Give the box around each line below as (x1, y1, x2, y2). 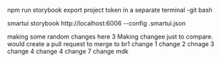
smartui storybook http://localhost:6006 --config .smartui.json (7, 19, 186, 27)
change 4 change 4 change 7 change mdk (7, 48, 129, 55)
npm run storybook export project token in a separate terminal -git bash (7, 6, 213, 14)
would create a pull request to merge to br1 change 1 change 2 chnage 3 (7, 40, 215, 48)
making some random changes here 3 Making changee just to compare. (7, 32, 213, 41)
